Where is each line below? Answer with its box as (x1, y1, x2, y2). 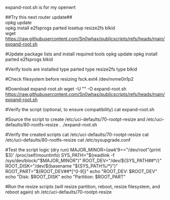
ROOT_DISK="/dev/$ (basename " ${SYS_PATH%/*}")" (5, 163, 118, 169)
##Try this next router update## (5, 14, 73, 20)
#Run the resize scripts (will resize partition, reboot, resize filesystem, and (5, 184, 160, 189)
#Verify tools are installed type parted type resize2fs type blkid (5, 66, 138, 72)
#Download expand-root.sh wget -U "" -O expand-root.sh (5, 86, 127, 92)
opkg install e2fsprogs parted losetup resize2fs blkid (5, 25, 115, 31)
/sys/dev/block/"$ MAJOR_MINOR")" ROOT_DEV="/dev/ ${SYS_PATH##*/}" (5, 157, 162, 163)
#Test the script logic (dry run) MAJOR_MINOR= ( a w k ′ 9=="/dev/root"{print (5, 147, 161, 153)
